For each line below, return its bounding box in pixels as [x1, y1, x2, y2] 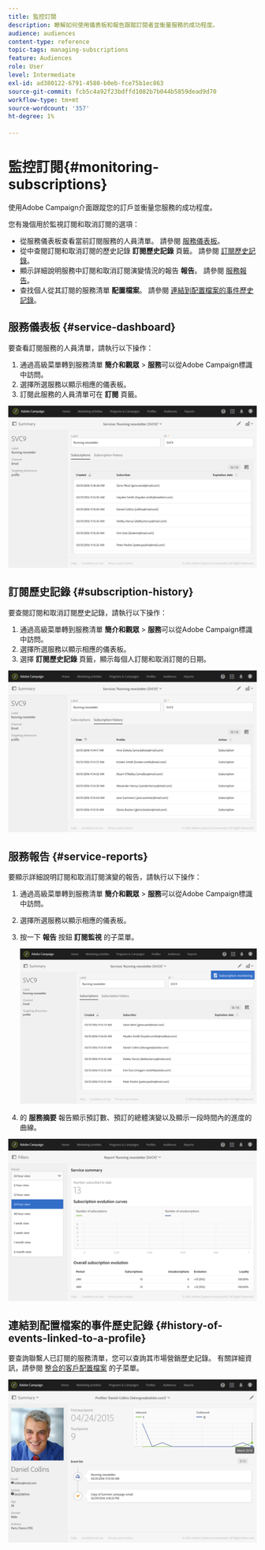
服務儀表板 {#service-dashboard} [8, 320, 176, 334]
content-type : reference [8, 38, 90, 46]
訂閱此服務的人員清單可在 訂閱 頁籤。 [19, 389, 142, 398]
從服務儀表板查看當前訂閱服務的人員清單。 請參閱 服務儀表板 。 [19, 236, 225, 245]
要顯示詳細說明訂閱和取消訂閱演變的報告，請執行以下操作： [8, 872, 202, 881]
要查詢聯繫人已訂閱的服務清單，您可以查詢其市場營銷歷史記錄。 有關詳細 [8, 1354, 245, 1363]
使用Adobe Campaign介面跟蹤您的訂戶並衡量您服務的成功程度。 [8, 202, 217, 212]
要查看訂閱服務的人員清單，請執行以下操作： [8, 343, 154, 353]
